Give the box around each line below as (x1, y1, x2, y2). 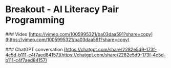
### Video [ (5, 31, 31, 37)
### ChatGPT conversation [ (5, 46, 66, 52)
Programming (5, 14, 65, 26)
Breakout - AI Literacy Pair (5, 4, 119, 15)
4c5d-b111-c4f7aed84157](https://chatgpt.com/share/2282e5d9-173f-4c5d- (5, 52, 166, 58)
